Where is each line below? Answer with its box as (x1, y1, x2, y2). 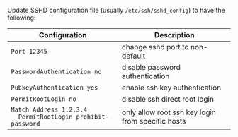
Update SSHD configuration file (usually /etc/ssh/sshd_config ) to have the (7, 6, 225, 14)
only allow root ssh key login (121, 107, 216, 117)
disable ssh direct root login (121, 95, 215, 104)
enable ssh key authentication (121, 83, 222, 93)
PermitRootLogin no (11, 95, 76, 103)
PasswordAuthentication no (11, 68, 102, 76)
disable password (121, 63, 181, 72)
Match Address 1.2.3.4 (11, 106, 87, 114)
